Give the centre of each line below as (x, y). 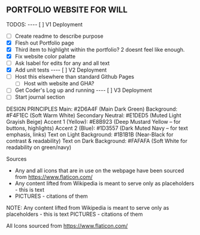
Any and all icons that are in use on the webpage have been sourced (99, 171)
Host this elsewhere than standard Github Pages (75, 77)
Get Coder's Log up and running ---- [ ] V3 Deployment (84, 90)
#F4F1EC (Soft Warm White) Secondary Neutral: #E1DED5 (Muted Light (94, 115)
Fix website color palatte (45, 56)
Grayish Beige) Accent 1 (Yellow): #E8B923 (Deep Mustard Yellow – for (93, 122)
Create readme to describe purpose (59, 36)
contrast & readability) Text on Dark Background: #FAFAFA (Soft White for (97, 141)
